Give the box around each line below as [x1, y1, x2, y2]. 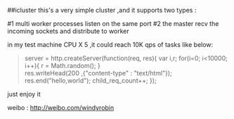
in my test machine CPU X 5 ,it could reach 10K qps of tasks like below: [7, 41, 214, 48]
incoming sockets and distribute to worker [7, 27, 130, 35]
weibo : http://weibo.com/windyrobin [7, 104, 115, 111]
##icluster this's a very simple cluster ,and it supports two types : [7, 6, 197, 14]
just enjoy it [7, 90, 41, 98]
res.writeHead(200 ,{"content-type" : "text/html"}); [24, 69, 172, 77]
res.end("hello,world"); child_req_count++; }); [24, 76, 157, 85]
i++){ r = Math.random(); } [24, 62, 100, 69]
